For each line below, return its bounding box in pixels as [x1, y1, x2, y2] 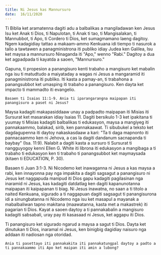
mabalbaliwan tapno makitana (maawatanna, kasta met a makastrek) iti [5, 201, 148, 207]
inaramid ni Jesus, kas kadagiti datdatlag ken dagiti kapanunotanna [5, 180, 141, 186]
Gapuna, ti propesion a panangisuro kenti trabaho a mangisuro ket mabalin [5, 65, 155, 71]
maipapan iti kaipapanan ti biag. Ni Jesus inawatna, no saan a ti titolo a [5, 186, 147, 191]
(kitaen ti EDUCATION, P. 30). [5, 155, 64, 161]
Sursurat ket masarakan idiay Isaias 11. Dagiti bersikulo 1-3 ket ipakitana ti [5, 114, 153, 120]
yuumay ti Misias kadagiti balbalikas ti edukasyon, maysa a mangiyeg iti [5, 119, 149, 125]
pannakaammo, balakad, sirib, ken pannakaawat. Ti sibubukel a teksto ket [5, 124, 154, 130]
